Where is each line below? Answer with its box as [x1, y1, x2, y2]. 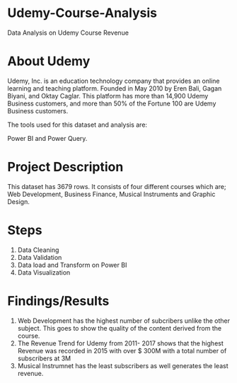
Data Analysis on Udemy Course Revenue [7, 28, 129, 37]
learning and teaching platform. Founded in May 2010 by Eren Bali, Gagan [7, 84, 222, 93]
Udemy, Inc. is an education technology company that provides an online [7, 76, 220, 85]
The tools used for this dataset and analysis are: [7, 120, 147, 129]
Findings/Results [7, 292, 110, 309]
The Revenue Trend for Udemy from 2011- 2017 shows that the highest [17, 338, 224, 348]
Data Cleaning [17, 246, 59, 254]
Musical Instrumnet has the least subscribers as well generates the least [17, 361, 229, 370]
